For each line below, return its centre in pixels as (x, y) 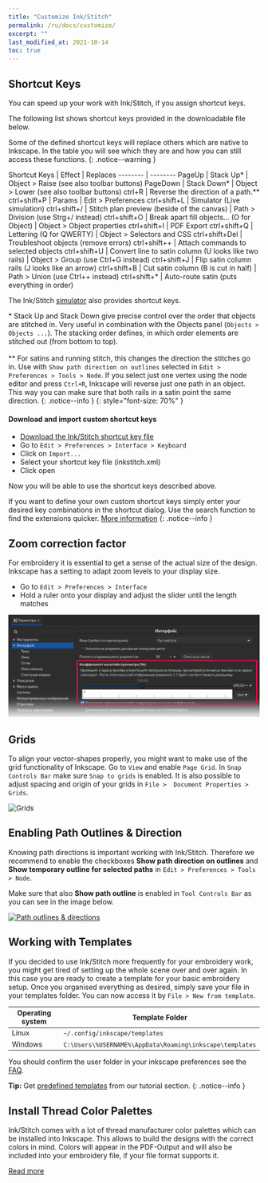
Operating (34, 1013)
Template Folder (160, 1017)
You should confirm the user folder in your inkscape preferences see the (128, 1062)
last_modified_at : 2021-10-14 (59, 42)
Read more (26, 1171)
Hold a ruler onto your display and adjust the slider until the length (128, 595)
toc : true (25, 51)
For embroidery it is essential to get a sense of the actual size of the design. (133, 562)
